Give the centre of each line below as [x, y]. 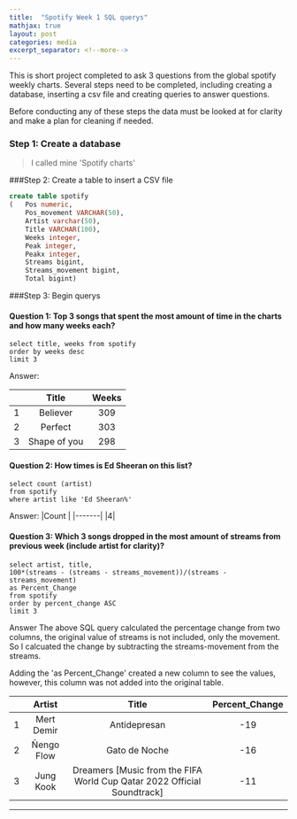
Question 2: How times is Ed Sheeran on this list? [101, 465]
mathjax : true [35, 26]
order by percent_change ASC [63, 603]
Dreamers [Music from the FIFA [137, 769]
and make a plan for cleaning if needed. [81, 121]
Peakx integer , [53, 254]
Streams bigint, [55, 262]
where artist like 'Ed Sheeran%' [71, 500]
